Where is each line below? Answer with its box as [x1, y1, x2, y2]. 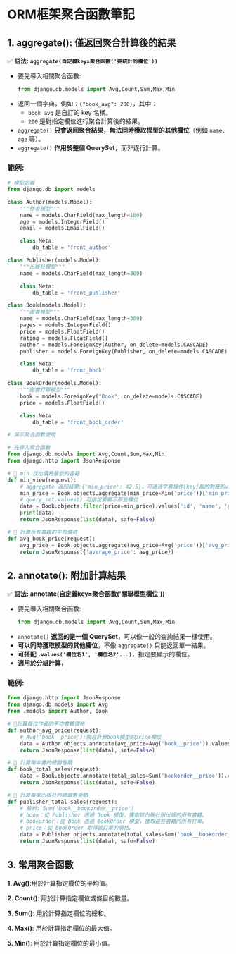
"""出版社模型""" [20, 263, 65, 270]
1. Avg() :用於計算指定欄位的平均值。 [7, 879, 112, 887]
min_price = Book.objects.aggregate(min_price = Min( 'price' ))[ [20, 489, 206, 497]
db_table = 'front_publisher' [32, 289, 121, 296]
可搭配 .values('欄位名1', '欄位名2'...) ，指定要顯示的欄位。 [17, 650, 194, 659]
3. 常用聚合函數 [7, 859, 74, 871]
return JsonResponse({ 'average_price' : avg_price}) [20, 548, 174, 556]
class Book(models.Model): [7, 302, 86, 309]
